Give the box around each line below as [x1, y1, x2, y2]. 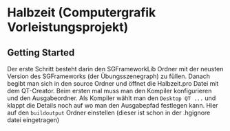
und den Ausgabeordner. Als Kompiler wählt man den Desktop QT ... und [7, 94, 216, 102]
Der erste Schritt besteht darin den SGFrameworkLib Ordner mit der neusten [7, 65, 224, 73]
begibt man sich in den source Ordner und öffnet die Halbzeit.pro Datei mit [7, 80, 219, 87]
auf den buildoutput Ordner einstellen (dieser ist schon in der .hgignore [7, 108, 211, 117]
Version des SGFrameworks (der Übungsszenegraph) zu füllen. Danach [7, 72, 211, 80]
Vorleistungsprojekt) [7, 19, 129, 35]
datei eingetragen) [7, 116, 60, 124]
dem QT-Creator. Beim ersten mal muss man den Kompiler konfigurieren [7, 87, 212, 95]
